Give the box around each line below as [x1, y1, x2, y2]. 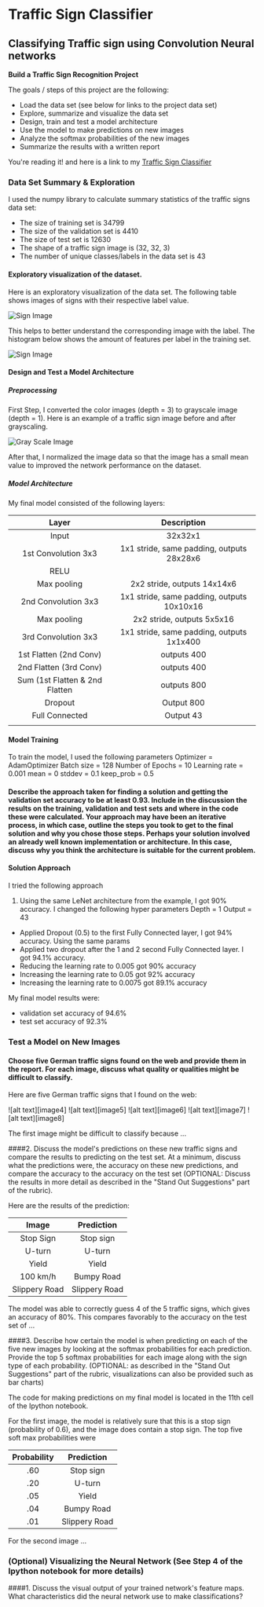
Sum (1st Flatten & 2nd [16, 675, 103, 686]
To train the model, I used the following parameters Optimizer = [8, 752, 214, 762]
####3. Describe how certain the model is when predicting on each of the [8, 1336, 247, 1345]
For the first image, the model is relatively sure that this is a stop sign [8, 1416, 231, 1426]
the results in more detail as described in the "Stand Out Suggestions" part [8, 1177, 250, 1187]
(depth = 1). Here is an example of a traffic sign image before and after [8, 414, 236, 423]
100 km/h [19, 1271, 57, 1282]
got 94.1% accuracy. [19, 953, 86, 963]
